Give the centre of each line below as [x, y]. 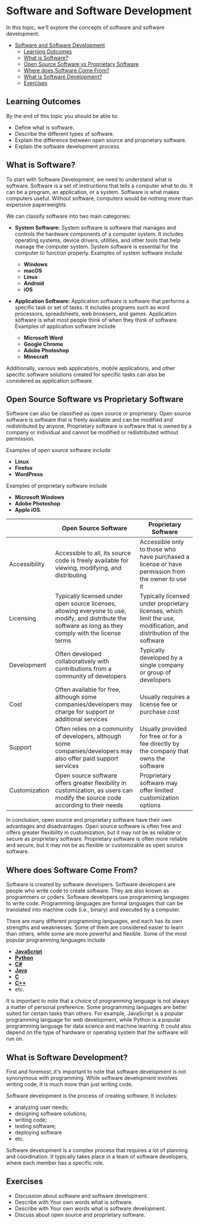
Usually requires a [165, 697]
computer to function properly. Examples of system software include [98, 253]
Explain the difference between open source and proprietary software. [100, 140]
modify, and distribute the [91, 618]
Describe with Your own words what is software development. [90, 1208]
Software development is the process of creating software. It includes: [92, 1096]
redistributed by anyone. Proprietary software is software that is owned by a [99, 426]
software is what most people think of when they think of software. [96, 320]
